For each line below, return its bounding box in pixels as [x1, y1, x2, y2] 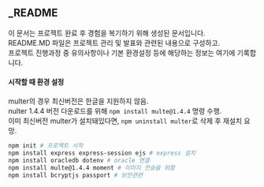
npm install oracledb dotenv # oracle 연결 [8, 156, 150, 164]
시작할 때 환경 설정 [8, 77, 65, 87]
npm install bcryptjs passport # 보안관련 [8, 171, 143, 179]
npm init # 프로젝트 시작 [8, 142, 84, 150]
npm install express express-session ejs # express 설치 [8, 149, 195, 157]
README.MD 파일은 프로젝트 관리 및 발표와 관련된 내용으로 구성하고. [8, 38, 221, 47]
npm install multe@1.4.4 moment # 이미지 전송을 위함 [8, 163, 176, 172]
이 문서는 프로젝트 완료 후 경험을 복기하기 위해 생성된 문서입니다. [8, 28, 206, 38]
